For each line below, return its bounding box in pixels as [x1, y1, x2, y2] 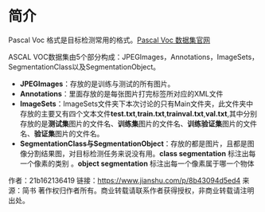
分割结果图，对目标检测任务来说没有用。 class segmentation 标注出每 [26, 148, 256, 158]
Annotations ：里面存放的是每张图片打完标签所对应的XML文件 [19, 88, 224, 98]
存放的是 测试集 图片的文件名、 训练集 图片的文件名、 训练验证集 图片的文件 [19, 119, 257, 128]
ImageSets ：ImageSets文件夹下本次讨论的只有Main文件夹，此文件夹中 [19, 99, 253, 108]
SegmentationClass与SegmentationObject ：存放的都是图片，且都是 [19, 139, 248, 148]
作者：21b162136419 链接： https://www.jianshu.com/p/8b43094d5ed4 [8, 175, 241, 185]
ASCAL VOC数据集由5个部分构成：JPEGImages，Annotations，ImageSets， [8, 52, 259, 61]
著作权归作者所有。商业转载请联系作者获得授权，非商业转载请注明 [37, 185, 255, 195]
